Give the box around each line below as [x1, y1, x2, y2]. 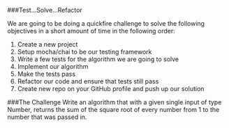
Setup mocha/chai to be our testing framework [17, 48, 152, 56]
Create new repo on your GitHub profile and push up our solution [17, 85, 205, 93]
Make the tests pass [17, 70, 75, 78]
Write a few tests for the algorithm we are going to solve [17, 55, 179, 63]
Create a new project [17, 40, 78, 48]
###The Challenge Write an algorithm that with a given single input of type [7, 98, 222, 106]
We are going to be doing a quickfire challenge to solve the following [7, 19, 205, 27]
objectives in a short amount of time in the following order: [7, 27, 176, 35]
